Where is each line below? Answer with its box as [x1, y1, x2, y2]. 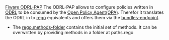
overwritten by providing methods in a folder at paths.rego [12, 30, 134, 35]
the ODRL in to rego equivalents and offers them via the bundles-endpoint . [5, 15, 160, 20]
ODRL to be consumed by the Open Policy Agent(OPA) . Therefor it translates [5, 9, 164, 15]
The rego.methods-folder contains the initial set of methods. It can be [12, 24, 157, 30]
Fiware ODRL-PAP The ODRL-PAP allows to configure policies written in [5, 4, 153, 10]
